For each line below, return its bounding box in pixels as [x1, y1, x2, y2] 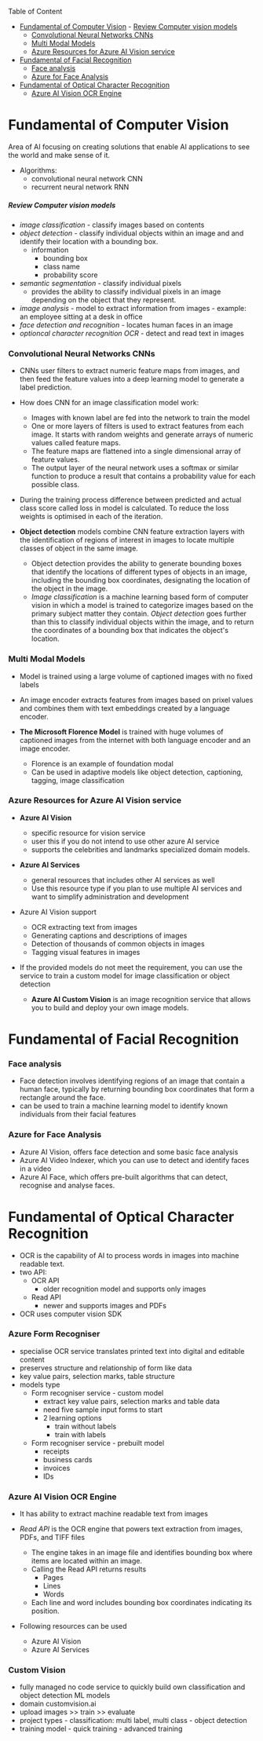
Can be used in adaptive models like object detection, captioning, [31, 767, 243, 777]
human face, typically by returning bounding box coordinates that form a [19, 1084, 255, 1094]
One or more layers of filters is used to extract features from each [31, 422, 244, 431]
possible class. [31, 480, 80, 489]
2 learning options [42, 1413, 102, 1422]
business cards [42, 1454, 93, 1464]
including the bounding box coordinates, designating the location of [31, 576, 250, 585]
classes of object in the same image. [19, 543, 139, 553]
